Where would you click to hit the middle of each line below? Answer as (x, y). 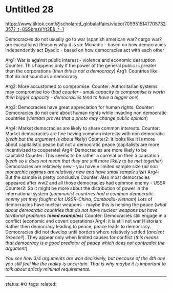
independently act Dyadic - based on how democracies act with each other (85, 50)
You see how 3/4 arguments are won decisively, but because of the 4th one (85, 258)
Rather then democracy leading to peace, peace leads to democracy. (78, 226)
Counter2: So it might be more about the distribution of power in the (77, 188)
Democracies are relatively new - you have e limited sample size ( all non (82, 166)
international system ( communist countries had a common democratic (80, 193)
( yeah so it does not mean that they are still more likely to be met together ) (84, 161)
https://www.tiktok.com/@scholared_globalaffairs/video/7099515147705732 (85, 24)
